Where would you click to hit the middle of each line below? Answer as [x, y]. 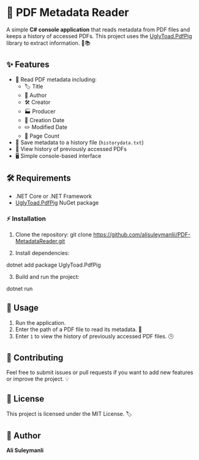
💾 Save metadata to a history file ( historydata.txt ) [79, 142]
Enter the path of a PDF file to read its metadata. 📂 [78, 329]
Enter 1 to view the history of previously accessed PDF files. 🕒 [94, 336]
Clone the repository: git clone [53, 234]
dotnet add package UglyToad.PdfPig [54, 265]
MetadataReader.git [40, 241]
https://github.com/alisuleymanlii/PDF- [142, 234]
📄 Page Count [42, 136]
